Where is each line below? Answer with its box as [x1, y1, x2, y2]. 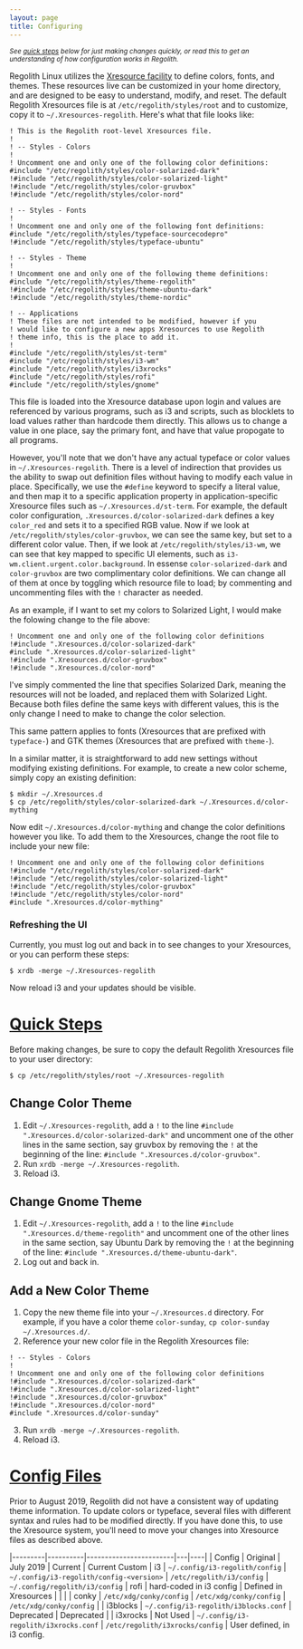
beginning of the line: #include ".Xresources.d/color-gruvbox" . [22, 1148, 260, 1160]
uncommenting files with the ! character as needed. [9, 586, 204, 598]
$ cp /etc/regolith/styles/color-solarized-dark [9, 797, 196, 806]
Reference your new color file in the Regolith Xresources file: [22, 1336, 250, 1346]
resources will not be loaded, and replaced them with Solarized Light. [9, 689, 268, 699]
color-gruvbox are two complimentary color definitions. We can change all [9, 567, 287, 578]
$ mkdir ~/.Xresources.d [9, 789, 103, 798]
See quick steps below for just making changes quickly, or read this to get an [9, 46, 250, 55]
